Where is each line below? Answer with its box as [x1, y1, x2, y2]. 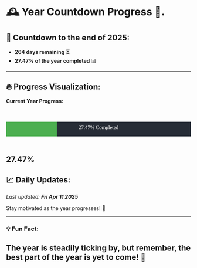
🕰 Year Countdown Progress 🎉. [6, 5, 165, 19]
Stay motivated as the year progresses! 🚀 [6, 205, 106, 212]
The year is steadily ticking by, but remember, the [6, 243, 191, 253]
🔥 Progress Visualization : [6, 82, 101, 92]
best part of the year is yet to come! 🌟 [6, 252, 146, 262]
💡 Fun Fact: [6, 225, 39, 233]
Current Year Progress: [6, 97, 63, 104]
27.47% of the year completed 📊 [14, 57, 97, 64]
